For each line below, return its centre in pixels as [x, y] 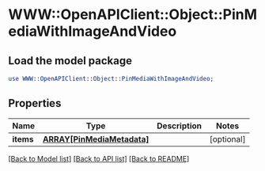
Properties [35, 103]
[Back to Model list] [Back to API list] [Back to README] [99, 158]
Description [179, 126]
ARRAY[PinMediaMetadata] [96, 139]
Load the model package [70, 61]
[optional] [227, 139]
